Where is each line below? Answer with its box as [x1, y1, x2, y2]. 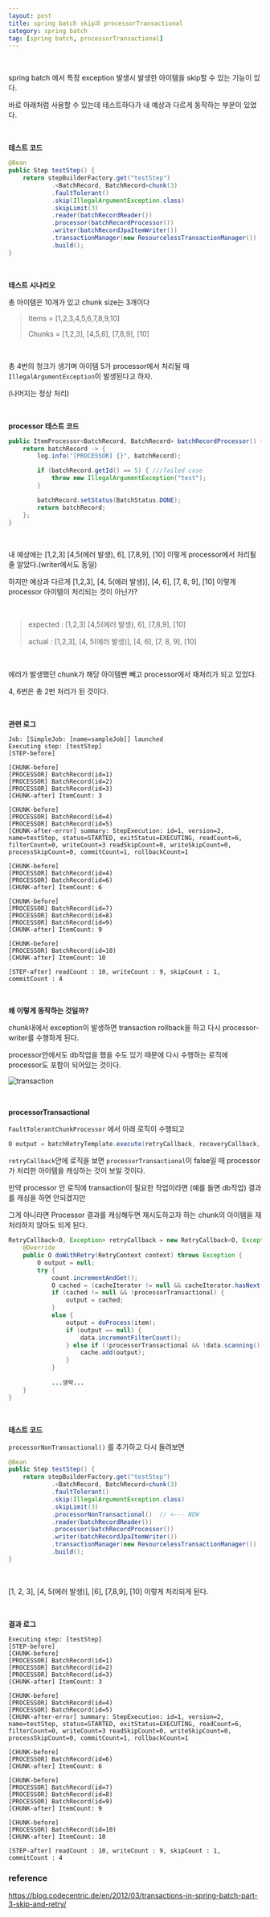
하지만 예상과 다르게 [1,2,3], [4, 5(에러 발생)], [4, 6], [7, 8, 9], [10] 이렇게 [8, 577, 237, 586]
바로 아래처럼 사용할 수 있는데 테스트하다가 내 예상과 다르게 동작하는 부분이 [8, 100, 243, 110]
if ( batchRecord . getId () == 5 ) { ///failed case [37, 466, 203, 475]
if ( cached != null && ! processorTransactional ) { [51, 1289, 225, 1297]
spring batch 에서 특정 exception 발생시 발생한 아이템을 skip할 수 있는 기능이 [8, 73, 252, 83]
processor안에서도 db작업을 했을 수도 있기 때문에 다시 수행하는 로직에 [8, 1050, 229, 1060]
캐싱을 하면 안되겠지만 [16, 1193, 86, 1203]
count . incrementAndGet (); [51, 1273, 138, 1281]
